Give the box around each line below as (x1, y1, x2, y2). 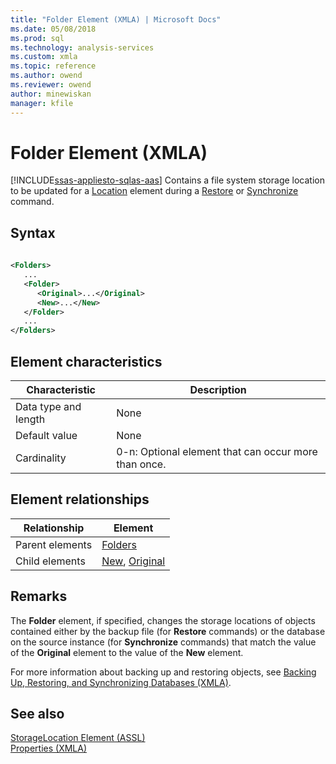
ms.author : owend (10, 71, 83, 81)
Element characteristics (10, 353, 163, 370)
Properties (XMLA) (10, 742, 88, 755)
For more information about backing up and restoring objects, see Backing (10, 666, 317, 678)
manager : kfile (10, 98, 74, 108)
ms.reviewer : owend (10, 80, 92, 90)
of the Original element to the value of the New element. (10, 646, 244, 658)
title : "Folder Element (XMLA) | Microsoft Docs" (10, 14, 222, 25)
